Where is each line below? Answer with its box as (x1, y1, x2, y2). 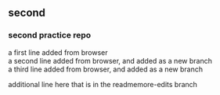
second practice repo (8, 30, 92, 41)
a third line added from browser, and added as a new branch (8, 64, 204, 74)
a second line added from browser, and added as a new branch (8, 56, 213, 65)
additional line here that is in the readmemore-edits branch (8, 79, 198, 89)
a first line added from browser (8, 47, 108, 57)
